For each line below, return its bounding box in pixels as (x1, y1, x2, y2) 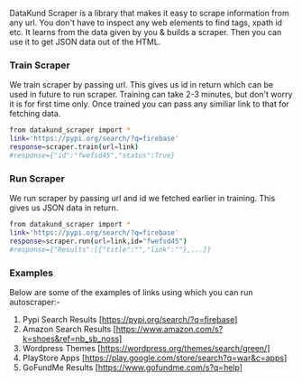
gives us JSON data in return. (9, 202, 119, 213)
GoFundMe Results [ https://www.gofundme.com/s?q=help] (22, 361, 243, 373)
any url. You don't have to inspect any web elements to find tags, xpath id (9, 17, 282, 28)
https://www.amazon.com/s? (115, 323, 224, 334)
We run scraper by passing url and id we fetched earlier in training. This (9, 193, 276, 204)
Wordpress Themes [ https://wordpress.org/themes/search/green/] (22, 342, 270, 353)
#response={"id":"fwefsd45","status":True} (9, 151, 176, 160)
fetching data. (9, 108, 61, 119)
